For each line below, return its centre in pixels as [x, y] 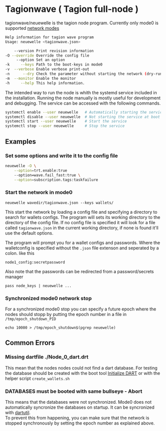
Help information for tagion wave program [49, 37]
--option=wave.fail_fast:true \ [47, 175]
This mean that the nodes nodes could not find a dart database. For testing [81, 368]
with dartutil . [18, 412]
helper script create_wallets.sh [38, 378]
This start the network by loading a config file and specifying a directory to [81, 212]
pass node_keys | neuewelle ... [38, 286]
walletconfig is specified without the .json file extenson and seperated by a [82, 248]
